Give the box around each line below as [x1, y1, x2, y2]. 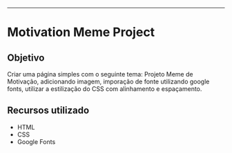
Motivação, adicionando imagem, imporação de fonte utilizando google [7, 77, 210, 85]
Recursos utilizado [7, 105, 90, 116]
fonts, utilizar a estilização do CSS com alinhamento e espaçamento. [7, 85, 202, 93]
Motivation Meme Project [7, 25, 155, 40]
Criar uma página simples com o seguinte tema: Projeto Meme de [7, 70, 193, 78]
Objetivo [7, 52, 45, 63]
